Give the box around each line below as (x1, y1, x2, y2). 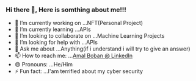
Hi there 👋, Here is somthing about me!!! (5, 5, 126, 14)
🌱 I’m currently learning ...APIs (14, 26, 91, 33)
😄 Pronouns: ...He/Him (14, 61, 73, 68)
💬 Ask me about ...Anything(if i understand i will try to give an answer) (14, 45, 191, 52)
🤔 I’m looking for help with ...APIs (14, 39, 98, 46)
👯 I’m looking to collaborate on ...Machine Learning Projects (14, 32, 165, 40)
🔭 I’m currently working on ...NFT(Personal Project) (14, 19, 143, 27)
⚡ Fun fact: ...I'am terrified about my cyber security (14, 68, 143, 75)
